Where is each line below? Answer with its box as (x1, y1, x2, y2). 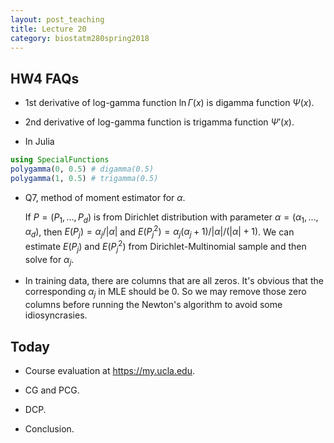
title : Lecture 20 (10, 24, 87, 34)
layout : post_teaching (10, 14, 105, 25)
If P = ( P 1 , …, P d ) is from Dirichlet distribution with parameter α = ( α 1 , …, (24, 211, 319, 225)
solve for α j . (24, 253, 75, 268)
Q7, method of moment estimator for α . (24, 191, 186, 203)
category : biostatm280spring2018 (10, 33, 150, 43)
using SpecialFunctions (10, 155, 110, 165)
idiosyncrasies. (24, 309, 88, 321)
